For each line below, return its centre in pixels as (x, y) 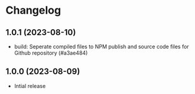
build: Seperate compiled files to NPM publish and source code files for (102, 46)
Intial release (30, 86)
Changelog (33, 10)
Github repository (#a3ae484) (51, 53)
